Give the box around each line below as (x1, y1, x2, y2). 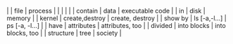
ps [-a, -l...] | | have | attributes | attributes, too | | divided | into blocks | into (6, 22, 226, 29)
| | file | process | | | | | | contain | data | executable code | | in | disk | (6, 7, 206, 15)
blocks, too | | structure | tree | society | (6, 29, 122, 37)
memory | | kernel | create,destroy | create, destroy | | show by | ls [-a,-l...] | (6, 14, 227, 22)
